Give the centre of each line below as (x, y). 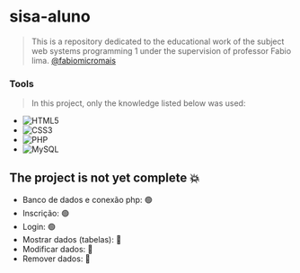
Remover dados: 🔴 (57, 259)
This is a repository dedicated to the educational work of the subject (158, 41)
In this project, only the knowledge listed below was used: (138, 103)
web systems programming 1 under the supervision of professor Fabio (161, 50)
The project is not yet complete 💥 (105, 177)
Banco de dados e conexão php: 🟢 (87, 200)
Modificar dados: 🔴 (57, 250)
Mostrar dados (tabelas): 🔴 (72, 240)
